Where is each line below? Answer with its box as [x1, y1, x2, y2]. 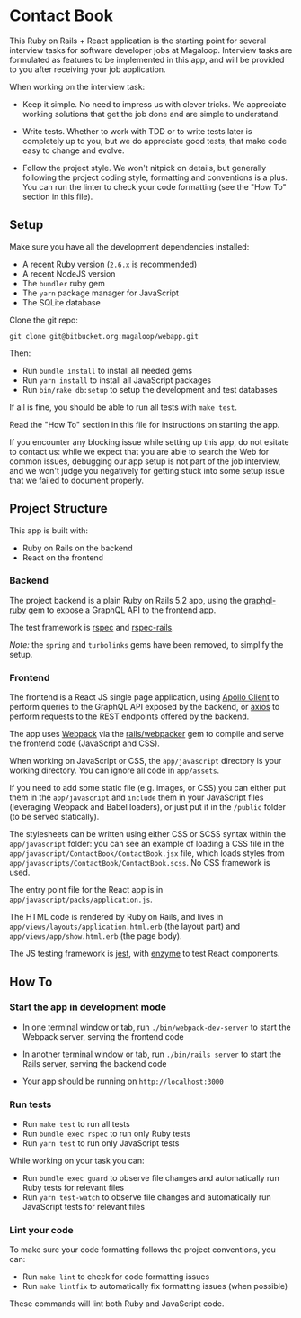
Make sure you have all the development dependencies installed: [9, 241, 250, 252]
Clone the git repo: [9, 314, 79, 325]
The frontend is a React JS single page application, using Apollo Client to [9, 692, 279, 703]
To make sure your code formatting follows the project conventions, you [9, 1244, 276, 1255]
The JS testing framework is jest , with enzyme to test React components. [9, 948, 280, 959]
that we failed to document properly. [9, 475, 145, 486]
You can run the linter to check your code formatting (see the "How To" [22, 181, 287, 192]
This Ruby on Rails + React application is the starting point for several [9, 35, 267, 46]
